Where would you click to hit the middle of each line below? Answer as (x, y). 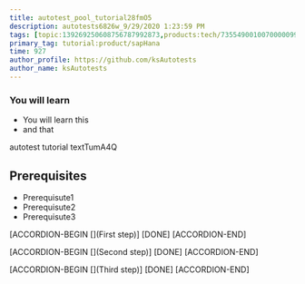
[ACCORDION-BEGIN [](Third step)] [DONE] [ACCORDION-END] (129, 269)
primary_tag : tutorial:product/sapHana (85, 43)
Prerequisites (48, 176)
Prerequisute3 (49, 216)
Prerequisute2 (49, 207)
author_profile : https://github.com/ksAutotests (103, 60)
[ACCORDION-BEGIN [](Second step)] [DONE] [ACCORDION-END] (134, 251)
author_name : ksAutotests (58, 69)
